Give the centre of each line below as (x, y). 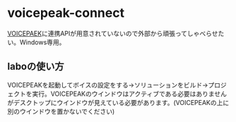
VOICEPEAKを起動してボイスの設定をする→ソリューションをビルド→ (108, 85)
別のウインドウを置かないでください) (61, 111)
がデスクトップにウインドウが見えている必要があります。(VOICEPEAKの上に (118, 102)
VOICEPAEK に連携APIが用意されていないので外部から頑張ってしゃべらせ (113, 33)
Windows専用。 (42, 42)
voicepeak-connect (66, 13)
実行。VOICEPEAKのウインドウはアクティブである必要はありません (129, 94)
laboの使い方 (36, 67)
